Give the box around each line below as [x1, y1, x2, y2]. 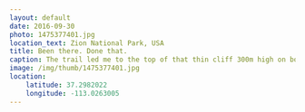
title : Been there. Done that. [9, 47, 128, 56]
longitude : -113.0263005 [25, 89, 120, 98]
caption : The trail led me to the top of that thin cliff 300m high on [9, 55, 286, 64]
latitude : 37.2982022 [25, 80, 107, 89]
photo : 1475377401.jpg [9, 30, 95, 39]
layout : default [9, 13, 71, 23]
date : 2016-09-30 [9, 22, 75, 31]
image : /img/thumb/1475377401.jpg [9, 64, 141, 73]
